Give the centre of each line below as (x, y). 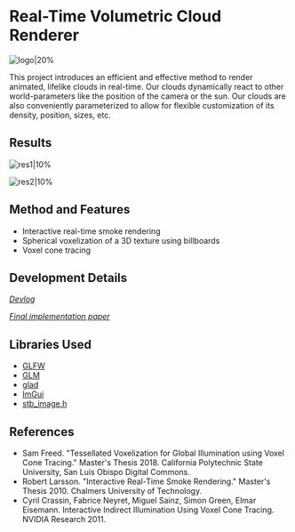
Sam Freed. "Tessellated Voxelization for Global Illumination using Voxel (153, 453)
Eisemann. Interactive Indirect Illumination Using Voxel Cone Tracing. (148, 510)
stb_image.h (44, 404)
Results (31, 143)
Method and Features (70, 210)
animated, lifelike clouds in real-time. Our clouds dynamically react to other (147, 86)
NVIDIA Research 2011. (64, 519)
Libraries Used (50, 344)
